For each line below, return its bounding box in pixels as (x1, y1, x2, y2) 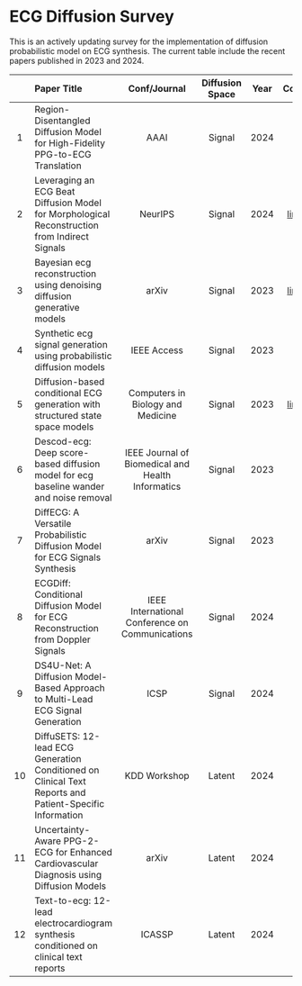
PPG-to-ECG (34, 148, 92, 160)
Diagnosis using (34, 868, 102, 881)
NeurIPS (138, 207, 175, 220)
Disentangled (34, 114, 91, 127)
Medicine (138, 409, 177, 421)
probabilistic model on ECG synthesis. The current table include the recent (9, 45, 286, 56)
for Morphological (34, 207, 111, 220)
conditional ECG (34, 386, 103, 399)
